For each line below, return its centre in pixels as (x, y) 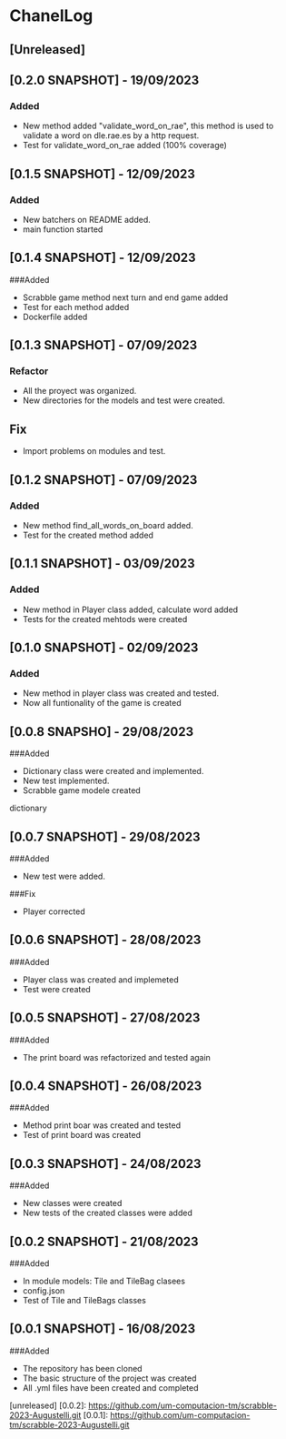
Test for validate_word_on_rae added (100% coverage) (124, 146)
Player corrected (54, 911)
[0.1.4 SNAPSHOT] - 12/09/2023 (103, 258)
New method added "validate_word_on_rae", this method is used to (148, 126)
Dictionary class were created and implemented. (113, 771)
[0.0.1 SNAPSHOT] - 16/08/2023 (103, 1329)
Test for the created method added (88, 535)
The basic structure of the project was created (109, 1378)
